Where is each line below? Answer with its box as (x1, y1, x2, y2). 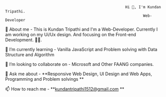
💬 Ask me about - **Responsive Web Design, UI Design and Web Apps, (5, 71, 153, 77)
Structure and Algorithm (5, 52, 55, 57)
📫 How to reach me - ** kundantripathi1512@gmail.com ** (5, 86, 124, 92)
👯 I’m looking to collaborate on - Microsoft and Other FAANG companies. (5, 61, 154, 67)
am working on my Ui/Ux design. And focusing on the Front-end (5, 32, 137, 37)
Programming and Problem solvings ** (5, 76, 84, 82)
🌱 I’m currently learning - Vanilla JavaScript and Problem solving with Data (5, 47, 158, 52)
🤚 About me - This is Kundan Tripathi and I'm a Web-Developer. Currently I (5, 26, 158, 32)
